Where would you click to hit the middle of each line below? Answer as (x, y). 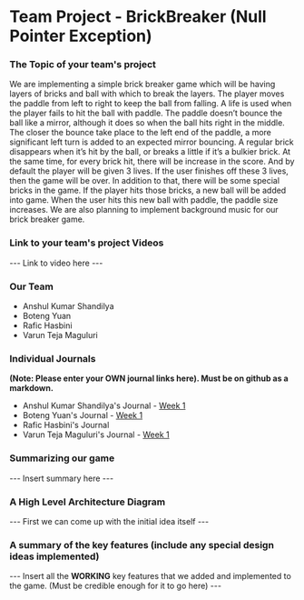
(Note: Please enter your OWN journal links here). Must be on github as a (149, 378)
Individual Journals (53, 359)
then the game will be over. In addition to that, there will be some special (144, 181)
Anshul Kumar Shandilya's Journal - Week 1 (104, 405)
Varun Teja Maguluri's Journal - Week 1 (96, 435)
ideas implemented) (54, 556)
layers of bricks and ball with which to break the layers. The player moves (147, 94)
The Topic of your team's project (83, 65)
